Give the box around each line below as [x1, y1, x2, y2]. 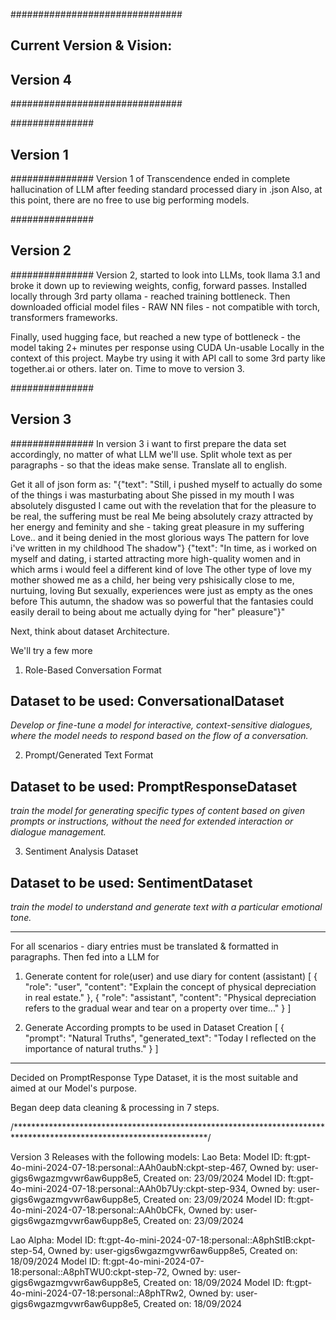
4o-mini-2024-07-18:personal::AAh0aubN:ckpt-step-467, [10, 1162, 248, 1174]
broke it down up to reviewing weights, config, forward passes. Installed [10, 279, 308, 291]
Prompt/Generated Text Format [24, 749, 154, 761]
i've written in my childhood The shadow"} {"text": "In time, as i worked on [10, 542, 318, 554]
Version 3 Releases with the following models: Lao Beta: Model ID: [10, 1151, 283, 1163]
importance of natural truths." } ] [24, 1043, 159, 1055]
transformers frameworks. [10, 311, 118, 323]
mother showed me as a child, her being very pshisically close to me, [10, 574, 295, 586]
